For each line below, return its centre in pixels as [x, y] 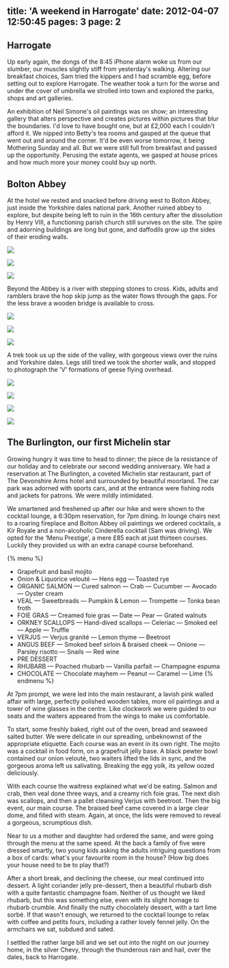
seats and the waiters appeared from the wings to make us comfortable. [109, 716]
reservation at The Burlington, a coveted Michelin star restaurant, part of [109, 473]
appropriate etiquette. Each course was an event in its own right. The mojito [114, 743]
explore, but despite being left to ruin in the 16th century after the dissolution [115, 215]
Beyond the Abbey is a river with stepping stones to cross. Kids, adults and [113, 289]
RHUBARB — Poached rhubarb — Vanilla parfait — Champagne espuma [118, 666]
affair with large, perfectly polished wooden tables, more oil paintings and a [113, 701]
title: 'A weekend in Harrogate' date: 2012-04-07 [113, 11]
